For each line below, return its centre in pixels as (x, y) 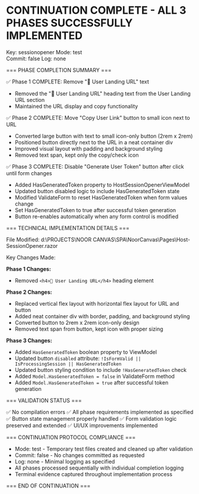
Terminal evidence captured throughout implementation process (94, 474)
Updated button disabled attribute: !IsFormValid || (78, 358)
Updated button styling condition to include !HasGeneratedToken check (101, 369)
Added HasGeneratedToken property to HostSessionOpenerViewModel (102, 185)
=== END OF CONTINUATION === (48, 486)
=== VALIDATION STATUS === (44, 400)
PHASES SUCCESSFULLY (70, 23)
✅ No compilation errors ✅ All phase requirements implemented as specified (100, 412)
